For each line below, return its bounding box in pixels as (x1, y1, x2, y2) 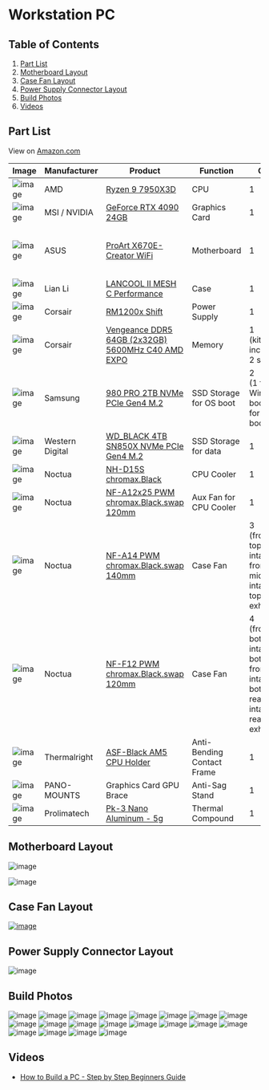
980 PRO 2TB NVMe (105, 387, 184, 398)
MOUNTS (44, 789, 81, 800)
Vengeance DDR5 (105, 323, 174, 335)
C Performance (105, 287, 163, 299)
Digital (44, 445, 69, 457)
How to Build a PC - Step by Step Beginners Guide (19, 1072, 187, 1081)
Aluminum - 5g (105, 812, 164, 824)
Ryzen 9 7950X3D (105, 183, 176, 194)
